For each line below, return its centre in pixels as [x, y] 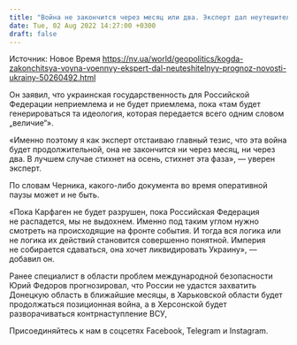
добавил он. [32, 259]
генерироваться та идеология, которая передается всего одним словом [147, 114]
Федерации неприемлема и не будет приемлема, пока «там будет [135, 104]
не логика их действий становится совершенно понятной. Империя [137, 241]
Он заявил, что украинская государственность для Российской [129, 95]
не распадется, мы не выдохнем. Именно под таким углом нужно [134, 221]
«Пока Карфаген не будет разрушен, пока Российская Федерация [134, 212]
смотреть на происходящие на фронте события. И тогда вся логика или [145, 231]
